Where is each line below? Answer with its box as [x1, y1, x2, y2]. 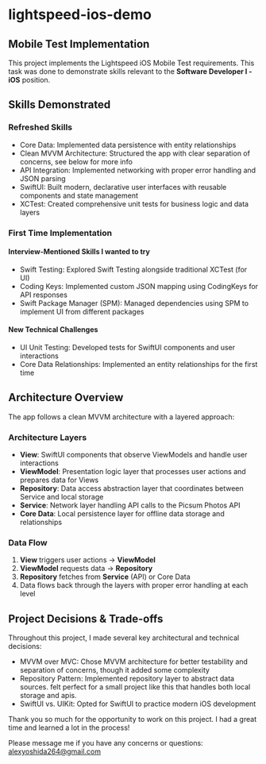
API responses [19, 290, 67, 299]
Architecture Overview [8, 391, 124, 404]
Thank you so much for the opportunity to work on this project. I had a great [8, 715, 256, 724]
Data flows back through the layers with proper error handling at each [19, 581, 249, 590]
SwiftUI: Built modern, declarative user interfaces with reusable [19, 182, 227, 191]
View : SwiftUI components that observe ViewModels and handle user [19, 450, 248, 460]
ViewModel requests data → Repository [19, 564, 153, 573]
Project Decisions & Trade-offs [8, 612, 164, 625]
